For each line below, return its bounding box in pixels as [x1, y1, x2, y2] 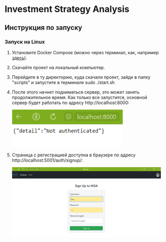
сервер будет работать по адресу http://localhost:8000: [11, 100, 130, 106]
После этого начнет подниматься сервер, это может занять [11, 89, 140, 95]
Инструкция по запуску [4, 23, 82, 32]
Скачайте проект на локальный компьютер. [11, 64, 105, 70]
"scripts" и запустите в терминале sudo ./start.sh [11, 79, 115, 85]
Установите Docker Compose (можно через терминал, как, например [11, 49, 159, 55]
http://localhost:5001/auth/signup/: [11, 157, 83, 163]
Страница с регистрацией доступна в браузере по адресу [11, 152, 136, 158]
